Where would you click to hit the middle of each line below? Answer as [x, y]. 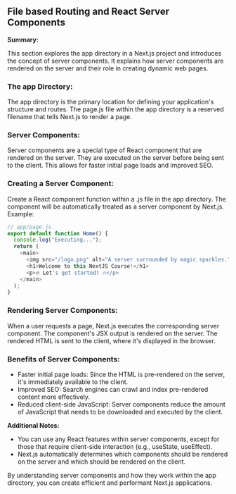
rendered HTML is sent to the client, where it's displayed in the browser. [111, 340]
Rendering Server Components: [63, 311]
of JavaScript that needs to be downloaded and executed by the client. [120, 412]
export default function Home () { [58, 233]
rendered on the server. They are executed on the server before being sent [116, 158]
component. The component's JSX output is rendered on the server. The [112, 333]
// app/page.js [29, 227]
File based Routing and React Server [88, 12]
